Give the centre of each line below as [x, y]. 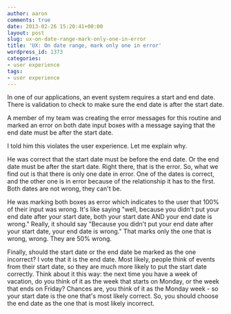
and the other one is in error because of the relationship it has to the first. [111, 181]
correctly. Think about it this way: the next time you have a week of [102, 274]
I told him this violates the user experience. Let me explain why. [97, 146]
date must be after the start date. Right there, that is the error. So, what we [113, 167]
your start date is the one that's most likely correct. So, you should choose [113, 296]
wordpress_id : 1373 [35, 52]
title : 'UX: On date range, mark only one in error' [84, 46]
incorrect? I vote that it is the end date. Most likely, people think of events [111, 259]
